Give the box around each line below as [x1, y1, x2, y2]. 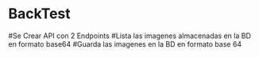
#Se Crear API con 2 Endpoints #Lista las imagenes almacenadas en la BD [8, 31, 252, 40]
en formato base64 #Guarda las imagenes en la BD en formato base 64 [8, 39, 242, 48]
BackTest [8, 5, 72, 23]
